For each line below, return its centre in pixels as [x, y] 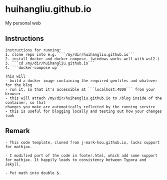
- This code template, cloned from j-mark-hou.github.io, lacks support [82, 142]
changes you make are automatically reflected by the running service [80, 107]
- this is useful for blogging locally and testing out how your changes [84, 111]
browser [13, 94]
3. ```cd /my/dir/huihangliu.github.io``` [50, 63]
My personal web [23, 23]
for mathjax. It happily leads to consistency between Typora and [76, 160]
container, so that [25, 102]
